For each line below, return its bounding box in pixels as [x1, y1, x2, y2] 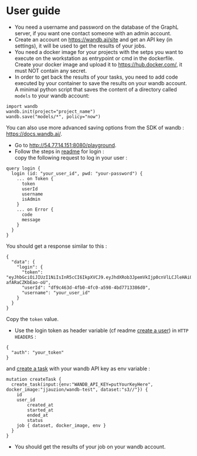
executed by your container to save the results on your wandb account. [14, 79, 188, 86]
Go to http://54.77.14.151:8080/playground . [14, 141, 117, 148]
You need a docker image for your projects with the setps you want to [14, 48, 184, 55]
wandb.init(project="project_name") [6, 109, 96, 114]
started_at [27, 407, 54, 413]
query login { [6, 165, 41, 171]
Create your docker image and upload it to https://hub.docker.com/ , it [14, 60, 183, 68]
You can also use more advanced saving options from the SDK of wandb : [6, 124, 185, 131]
